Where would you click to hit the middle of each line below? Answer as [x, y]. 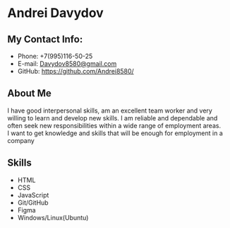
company [21, 140]
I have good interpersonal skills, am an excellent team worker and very [110, 110]
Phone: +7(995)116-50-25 [55, 56]
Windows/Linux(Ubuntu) [53, 217]
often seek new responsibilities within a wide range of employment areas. [114, 125]
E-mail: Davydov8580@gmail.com [67, 64]
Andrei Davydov [55, 13]
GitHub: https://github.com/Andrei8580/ [75, 71]
